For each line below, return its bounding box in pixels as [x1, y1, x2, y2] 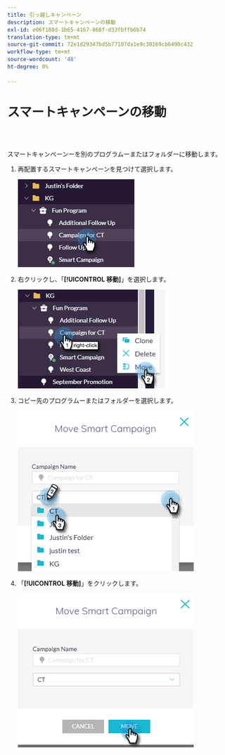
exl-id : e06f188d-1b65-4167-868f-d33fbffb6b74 [7, 26, 146, 33]
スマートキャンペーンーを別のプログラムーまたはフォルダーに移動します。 [7, 150, 222, 158]
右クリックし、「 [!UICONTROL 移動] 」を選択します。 [17, 275, 170, 283]
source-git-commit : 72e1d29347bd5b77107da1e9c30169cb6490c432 [7, 41, 193, 49]
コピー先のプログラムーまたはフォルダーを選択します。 [17, 396, 177, 404]
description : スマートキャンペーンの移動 [7, 18, 116, 26]
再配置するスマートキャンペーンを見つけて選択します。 [17, 164, 177, 173]
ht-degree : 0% [7, 63, 49, 70]
